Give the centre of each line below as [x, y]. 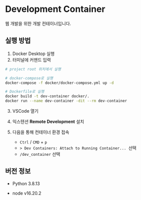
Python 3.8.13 [26, 183]
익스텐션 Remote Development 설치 [48, 122]
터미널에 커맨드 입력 [31, 60]
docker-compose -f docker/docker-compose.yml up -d [59, 83]
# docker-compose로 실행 [29, 78]
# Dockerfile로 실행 [25, 92]
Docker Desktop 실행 [33, 54]
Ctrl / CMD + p [33, 142]
